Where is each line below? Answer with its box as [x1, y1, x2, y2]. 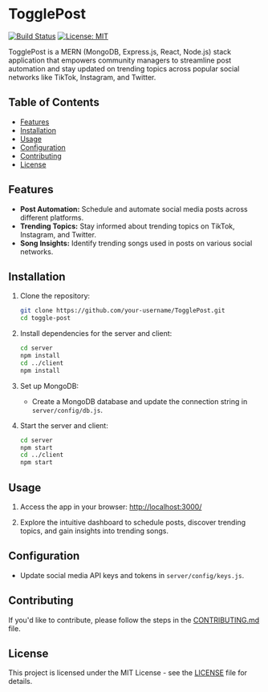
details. [8, 677, 33, 686]
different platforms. [19, 212, 84, 222]
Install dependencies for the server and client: [19, 329, 173, 338]
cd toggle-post [19, 314, 71, 322]
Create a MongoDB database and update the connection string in [31, 396, 248, 406]
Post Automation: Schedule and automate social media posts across [19, 204, 248, 213]
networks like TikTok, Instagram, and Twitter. [8, 72, 156, 82]
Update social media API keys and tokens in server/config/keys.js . [19, 570, 245, 580]
